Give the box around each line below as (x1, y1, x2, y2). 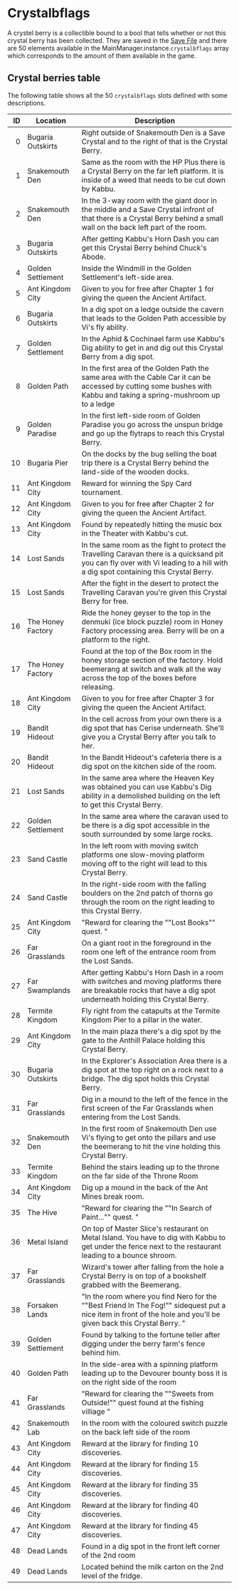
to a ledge (81, 398, 115, 408)
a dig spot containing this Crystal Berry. (81, 566, 214, 576)
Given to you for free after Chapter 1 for (81, 283, 215, 293)
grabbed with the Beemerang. (81, 1279, 181, 1289)
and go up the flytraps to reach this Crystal (81, 428, 225, 438)
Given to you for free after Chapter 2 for (81, 498, 215, 508)
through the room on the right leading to (81, 897, 216, 907)
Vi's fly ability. (81, 322, 129, 332)
